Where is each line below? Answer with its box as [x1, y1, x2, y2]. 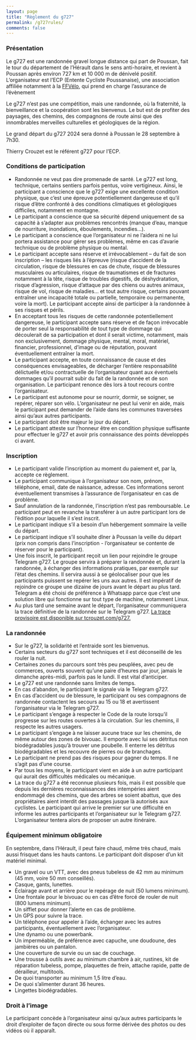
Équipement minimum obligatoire [6, 831, 102, 840]
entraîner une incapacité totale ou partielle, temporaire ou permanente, [14, 294, 185, 301]
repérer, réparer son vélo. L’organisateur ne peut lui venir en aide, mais [14, 400, 185, 407]
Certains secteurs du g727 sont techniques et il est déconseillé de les [14, 649, 182, 656]
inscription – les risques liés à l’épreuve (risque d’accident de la [14, 256, 167, 264]
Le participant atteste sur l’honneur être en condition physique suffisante [14, 424, 190, 431]
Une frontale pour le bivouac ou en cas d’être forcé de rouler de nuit [14, 893, 178, 900]
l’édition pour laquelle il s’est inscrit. [14, 515, 100, 522]
